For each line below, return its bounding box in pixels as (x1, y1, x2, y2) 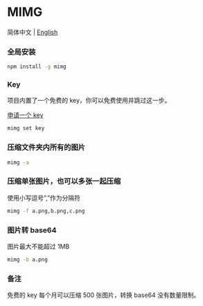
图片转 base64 (7, 225, 57, 235)
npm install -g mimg (7, 63, 67, 70)
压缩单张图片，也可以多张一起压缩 (7, 176, 121, 186)
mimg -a (7, 159, 30, 166)
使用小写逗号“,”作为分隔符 (7, 194, 81, 202)
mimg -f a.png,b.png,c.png (7, 207, 85, 214)
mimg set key (7, 125, 45, 132)
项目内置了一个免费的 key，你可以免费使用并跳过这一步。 (7, 96, 171, 105)
